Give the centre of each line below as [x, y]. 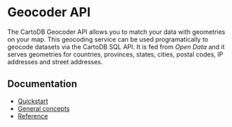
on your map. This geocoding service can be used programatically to [108, 39]
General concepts [43, 108]
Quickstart [33, 101]
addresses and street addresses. [55, 61]
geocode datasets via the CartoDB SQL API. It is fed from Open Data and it [116, 47]
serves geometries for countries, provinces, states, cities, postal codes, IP [115, 54]
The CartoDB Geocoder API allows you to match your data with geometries [116, 32]
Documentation [42, 84]
